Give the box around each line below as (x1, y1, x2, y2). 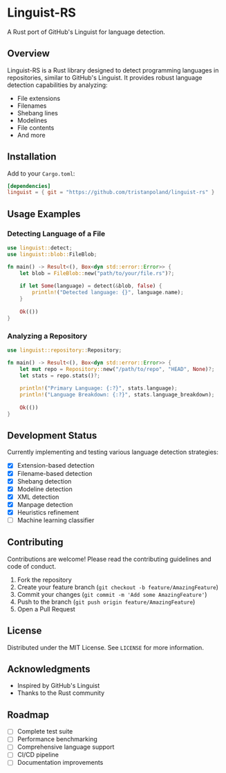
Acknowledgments (7, 663, 91, 675)
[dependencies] (7, 182, 51, 189)
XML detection (17, 493, 59, 501)
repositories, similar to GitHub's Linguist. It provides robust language (7, 73, 203, 82)
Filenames (17, 102, 47, 110)
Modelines (17, 116, 48, 124)
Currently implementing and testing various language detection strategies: (7, 448, 219, 457)
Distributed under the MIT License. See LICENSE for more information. (7, 643, 204, 651)
